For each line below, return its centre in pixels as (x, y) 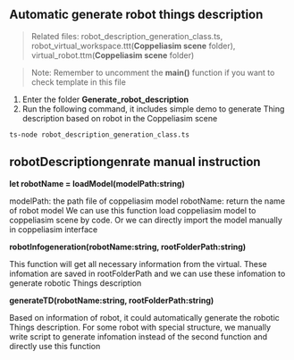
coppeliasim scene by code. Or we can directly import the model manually (146, 220)
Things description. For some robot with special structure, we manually (140, 327)
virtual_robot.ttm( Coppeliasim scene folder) (113, 55)
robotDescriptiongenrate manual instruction (135, 162)
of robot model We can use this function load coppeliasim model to (133, 210)
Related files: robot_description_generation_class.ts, (127, 36)
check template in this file (79, 82)
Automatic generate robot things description (136, 15)
